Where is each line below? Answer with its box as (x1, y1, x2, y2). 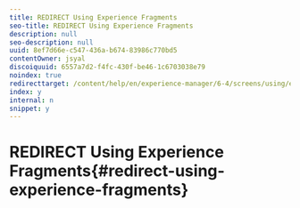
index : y (9, 87, 42, 96)
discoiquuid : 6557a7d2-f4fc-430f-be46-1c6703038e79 (9, 63, 205, 72)
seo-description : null (9, 37, 94, 47)
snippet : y (9, 104, 50, 113)
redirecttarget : (9, 79, 70, 88)
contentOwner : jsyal (9, 54, 87, 63)
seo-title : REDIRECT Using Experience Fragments (9, 21, 194, 30)
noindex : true (9, 71, 62, 80)
